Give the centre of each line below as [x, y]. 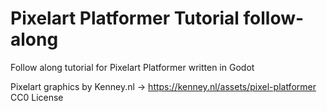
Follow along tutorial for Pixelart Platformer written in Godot [132, 67]
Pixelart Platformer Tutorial [125, 18]
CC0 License [37, 97]
